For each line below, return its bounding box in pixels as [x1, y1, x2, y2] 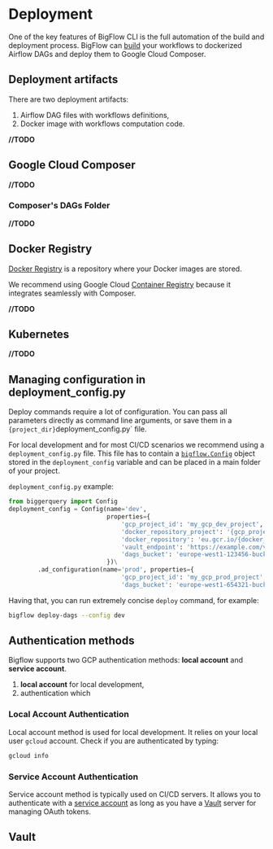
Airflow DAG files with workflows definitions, [19, 110, 170, 120]
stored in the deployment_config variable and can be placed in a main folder [8, 457, 262, 467]
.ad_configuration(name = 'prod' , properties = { [37, 566, 195, 574]
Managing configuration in [8, 372, 146, 387]
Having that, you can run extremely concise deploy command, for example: [8, 595, 259, 605]
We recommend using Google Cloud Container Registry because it [8, 279, 232, 289]
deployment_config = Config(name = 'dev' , [8, 505, 148, 514]
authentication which [19, 689, 91, 698]
